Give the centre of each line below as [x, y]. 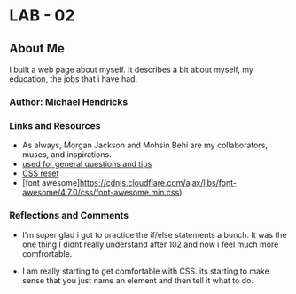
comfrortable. [47, 253]
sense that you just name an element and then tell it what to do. [138, 280]
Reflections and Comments [69, 216]
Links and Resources [55, 125]
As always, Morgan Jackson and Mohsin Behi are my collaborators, [145, 145]
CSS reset [40, 173]
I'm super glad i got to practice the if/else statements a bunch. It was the [154, 234]
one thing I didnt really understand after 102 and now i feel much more [150, 244]
